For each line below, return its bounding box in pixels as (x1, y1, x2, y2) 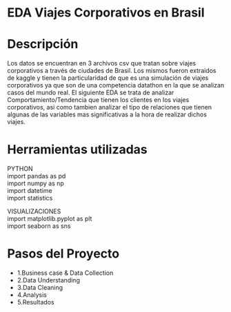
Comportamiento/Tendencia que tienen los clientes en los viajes (7, 96, 190, 104)
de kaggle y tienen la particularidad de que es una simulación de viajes (7, 74, 209, 82)
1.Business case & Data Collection (17, 269, 114, 277)
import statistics (7, 194, 53, 202)
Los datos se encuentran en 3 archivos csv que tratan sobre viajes (7, 59, 197, 67)
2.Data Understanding (17, 276, 81, 284)
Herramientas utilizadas (7, 142, 148, 158)
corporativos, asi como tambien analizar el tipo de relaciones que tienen (7, 103, 212, 112)
